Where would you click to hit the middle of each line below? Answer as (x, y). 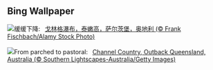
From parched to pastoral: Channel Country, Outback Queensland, (110, 51)
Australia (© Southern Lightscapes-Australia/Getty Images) (92, 59)
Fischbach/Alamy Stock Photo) (51, 36)
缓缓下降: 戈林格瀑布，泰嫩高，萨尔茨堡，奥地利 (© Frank (98, 28)
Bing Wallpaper (41, 11)
